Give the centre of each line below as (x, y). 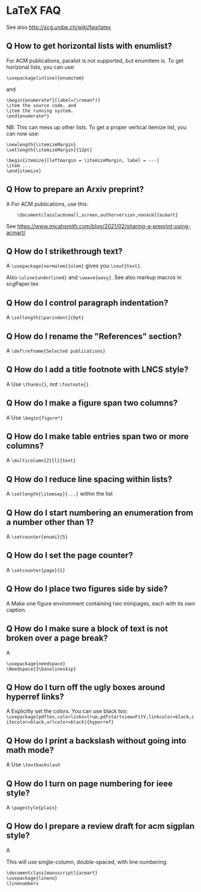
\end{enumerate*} (28, 116)
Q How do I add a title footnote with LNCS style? (97, 370)
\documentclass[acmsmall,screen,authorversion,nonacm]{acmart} (98, 215)
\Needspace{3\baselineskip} (41, 669)
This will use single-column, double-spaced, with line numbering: (87, 862)
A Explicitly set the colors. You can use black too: (67, 711)
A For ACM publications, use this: (47, 204)
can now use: (23, 134)
